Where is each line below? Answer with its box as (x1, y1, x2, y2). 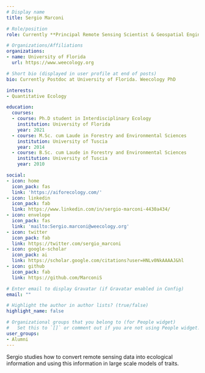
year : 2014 (17, 144, 45, 150)
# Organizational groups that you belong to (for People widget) (6, 319, 176, 325)
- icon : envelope (6, 212, 51, 218)
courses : (12, 110, 34, 116)
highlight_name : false (6, 308, 64, 314)
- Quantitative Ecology (6, 93, 67, 99)
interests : (6, 87, 34, 94)
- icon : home (6, 178, 40, 184)
